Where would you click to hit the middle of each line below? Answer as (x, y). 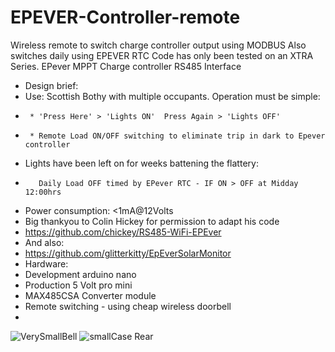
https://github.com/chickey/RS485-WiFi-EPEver (123, 232)
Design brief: (51, 85)
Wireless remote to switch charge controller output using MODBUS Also (158, 45)
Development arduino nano (80, 274)
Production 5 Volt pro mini (78, 285)
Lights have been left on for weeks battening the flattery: (141, 163)
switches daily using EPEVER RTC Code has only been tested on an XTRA (162, 55)
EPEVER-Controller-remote (125, 17)
